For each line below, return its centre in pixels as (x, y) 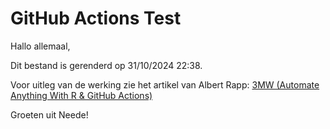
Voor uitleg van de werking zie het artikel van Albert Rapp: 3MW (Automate (165, 84)
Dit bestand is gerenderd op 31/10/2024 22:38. (106, 65)
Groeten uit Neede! (49, 114)
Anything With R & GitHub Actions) (81, 95)
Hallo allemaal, (40, 46)
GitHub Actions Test (96, 18)
